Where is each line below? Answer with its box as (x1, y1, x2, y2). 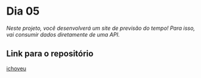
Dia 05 (6, 4, 40, 18)
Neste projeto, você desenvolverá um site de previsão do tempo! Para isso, (6, 24, 196, 32)
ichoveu (6, 65, 26, 72)
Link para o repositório (6, 49, 94, 59)
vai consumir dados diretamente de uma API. (6, 30, 120, 38)
